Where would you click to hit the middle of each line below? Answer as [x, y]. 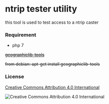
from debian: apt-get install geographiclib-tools [53, 64]
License [15, 77]
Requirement [21, 35]
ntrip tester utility [41, 9]
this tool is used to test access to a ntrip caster [52, 22]
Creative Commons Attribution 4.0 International [52, 87]
